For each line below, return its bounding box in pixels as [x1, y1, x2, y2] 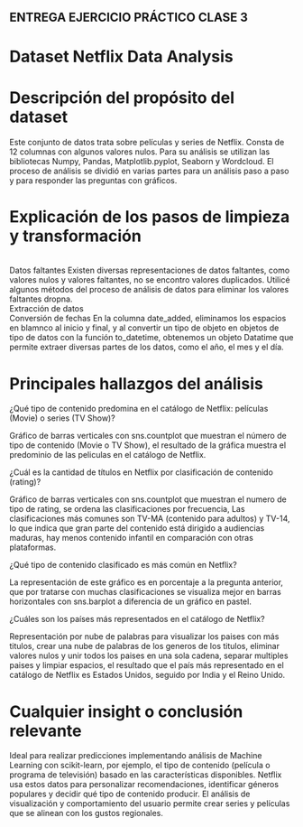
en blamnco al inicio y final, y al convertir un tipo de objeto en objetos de [9, 322, 280, 333]
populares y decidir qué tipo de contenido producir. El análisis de [9, 788, 251, 800]
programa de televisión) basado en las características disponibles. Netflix [9, 769, 282, 780]
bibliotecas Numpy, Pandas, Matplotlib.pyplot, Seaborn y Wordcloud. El [9, 155, 274, 166]
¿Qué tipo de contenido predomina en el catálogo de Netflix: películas [9, 404, 269, 414]
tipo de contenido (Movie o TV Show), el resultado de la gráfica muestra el [9, 440, 287, 451]
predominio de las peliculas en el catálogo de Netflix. [9, 450, 207, 460]
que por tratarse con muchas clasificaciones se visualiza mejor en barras [9, 587, 281, 598]
